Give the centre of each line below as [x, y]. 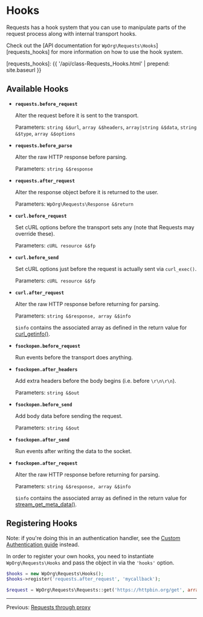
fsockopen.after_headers [46, 370]
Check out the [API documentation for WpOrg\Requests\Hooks [81, 45]
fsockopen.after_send [42, 440]
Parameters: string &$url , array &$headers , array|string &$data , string [106, 127]
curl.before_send [37, 258]
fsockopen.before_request [47, 346]
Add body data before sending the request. [69, 416]
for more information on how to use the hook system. [117, 51]
